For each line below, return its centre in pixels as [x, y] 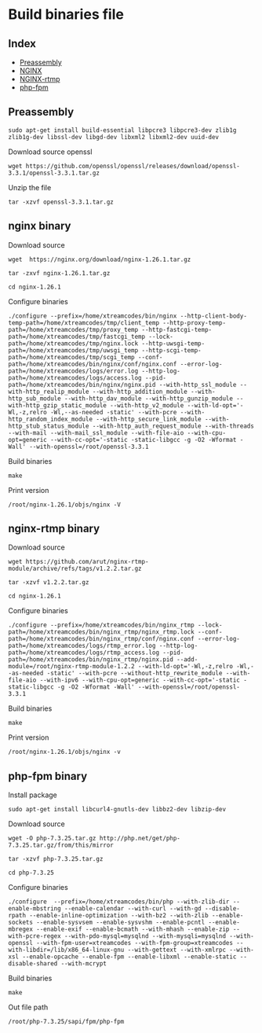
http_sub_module [35, 399]
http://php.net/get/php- [140, 839]
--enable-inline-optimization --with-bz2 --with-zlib [119, 916]
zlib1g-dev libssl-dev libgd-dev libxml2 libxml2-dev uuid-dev [114, 137]
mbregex [21, 929]
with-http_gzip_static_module [58, 405]
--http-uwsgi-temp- [173, 344]
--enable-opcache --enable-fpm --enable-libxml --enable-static [129, 957]
